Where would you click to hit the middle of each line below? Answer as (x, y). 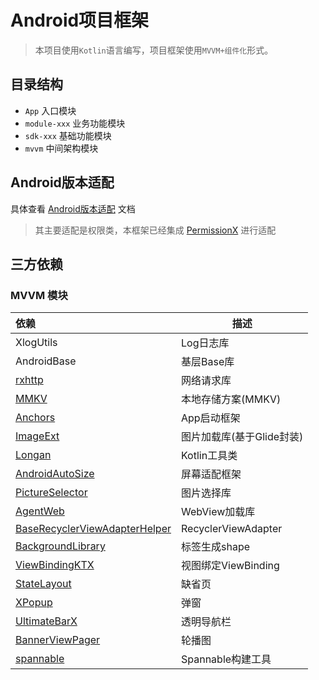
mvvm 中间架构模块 (61, 148)
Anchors (35, 418)
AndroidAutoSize (55, 474)
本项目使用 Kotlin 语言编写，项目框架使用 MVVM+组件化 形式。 (154, 50)
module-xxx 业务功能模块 (75, 123)
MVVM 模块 (39, 295)
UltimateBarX (46, 621)
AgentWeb (40, 511)
